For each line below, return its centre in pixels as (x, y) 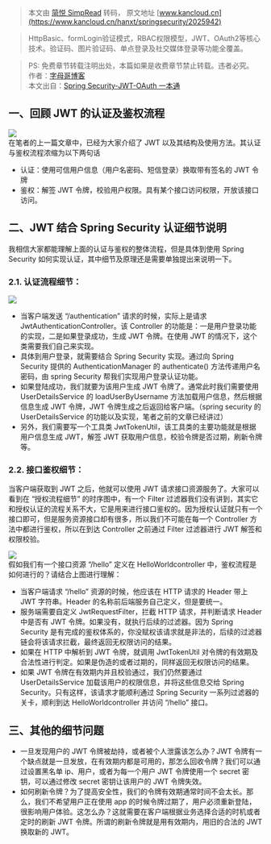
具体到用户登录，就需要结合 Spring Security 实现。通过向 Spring (127, 356)
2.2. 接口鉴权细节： (46, 469)
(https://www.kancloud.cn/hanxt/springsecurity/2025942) (125, 22)
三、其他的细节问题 (56, 730)
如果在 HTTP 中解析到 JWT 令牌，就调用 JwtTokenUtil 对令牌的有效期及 (139, 652)
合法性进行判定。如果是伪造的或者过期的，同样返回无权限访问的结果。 (137, 662)
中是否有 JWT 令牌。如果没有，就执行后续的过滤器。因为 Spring (127, 622)
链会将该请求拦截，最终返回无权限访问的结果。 (98, 642)
